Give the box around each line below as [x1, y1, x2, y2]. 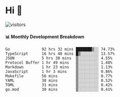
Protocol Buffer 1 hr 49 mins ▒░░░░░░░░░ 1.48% [5, 60, 113, 65]
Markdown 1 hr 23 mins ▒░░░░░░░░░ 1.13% [5, 65, 113, 70]
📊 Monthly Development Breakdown [5, 33, 85, 40]
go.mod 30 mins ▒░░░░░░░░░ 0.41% [5, 87, 113, 92]
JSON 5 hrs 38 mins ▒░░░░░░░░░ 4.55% [5, 56, 113, 61]
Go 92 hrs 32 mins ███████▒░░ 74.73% [5, 47, 115, 52]
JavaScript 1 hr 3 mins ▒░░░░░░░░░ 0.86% [5, 69, 113, 75]
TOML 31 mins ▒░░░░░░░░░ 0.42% [5, 83, 113, 88]
